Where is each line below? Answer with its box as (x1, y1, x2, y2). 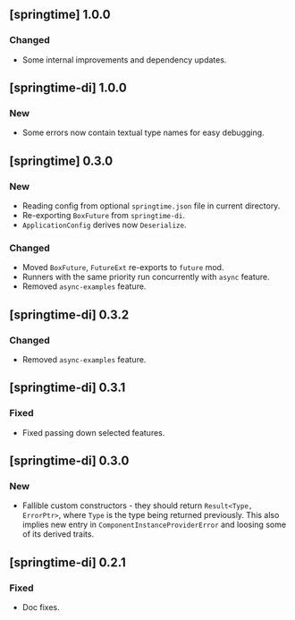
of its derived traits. (21, 529, 95, 539)
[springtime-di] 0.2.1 (9, 555, 127, 570)
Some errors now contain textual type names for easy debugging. (21, 127, 265, 138)
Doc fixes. (21, 602, 60, 613)
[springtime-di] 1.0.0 (9, 81, 127, 96)
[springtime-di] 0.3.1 (9, 380, 126, 395)
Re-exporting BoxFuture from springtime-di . (21, 210, 186, 221)
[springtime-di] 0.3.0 (9, 454, 130, 469)
